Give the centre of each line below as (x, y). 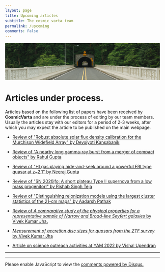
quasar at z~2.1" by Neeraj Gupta (46, 172)
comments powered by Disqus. (112, 264)
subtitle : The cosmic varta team (39, 21)
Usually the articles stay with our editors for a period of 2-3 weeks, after (78, 122)
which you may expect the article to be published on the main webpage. (78, 127)
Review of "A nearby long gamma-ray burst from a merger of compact (83, 152)
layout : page (18, 10)
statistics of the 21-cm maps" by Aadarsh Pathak (62, 201)
